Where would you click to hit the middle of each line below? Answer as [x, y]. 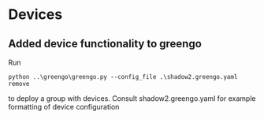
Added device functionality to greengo [105, 44]
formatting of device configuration [64, 107]
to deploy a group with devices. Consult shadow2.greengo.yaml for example [132, 99]
